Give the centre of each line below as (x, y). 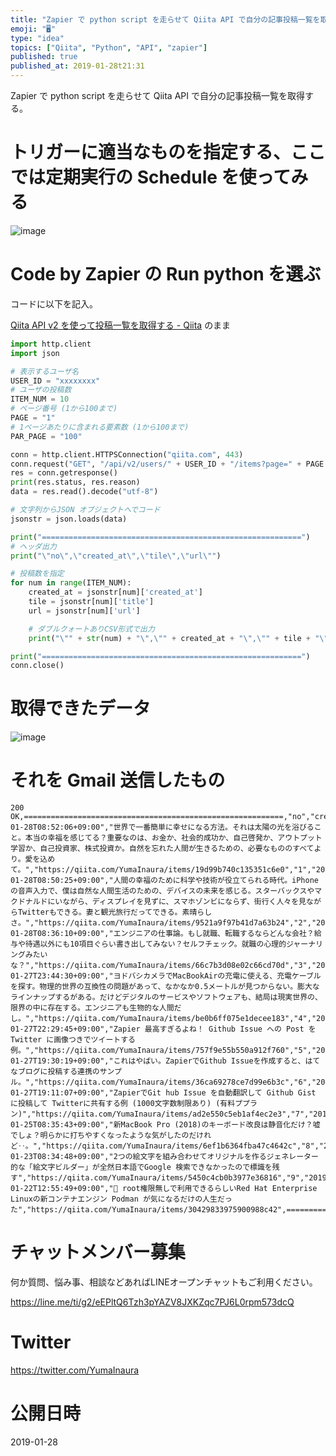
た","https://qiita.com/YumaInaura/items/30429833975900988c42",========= (168, 1210)
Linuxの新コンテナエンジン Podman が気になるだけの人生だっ (121, 1199)
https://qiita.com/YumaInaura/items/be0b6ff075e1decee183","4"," (177, 1019)
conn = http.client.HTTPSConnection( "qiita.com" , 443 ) (127, 454)
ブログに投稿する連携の (58, 1072)
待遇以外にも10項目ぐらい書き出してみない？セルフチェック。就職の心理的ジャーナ (170, 944)
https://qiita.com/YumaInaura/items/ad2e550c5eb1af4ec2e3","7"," (174, 1114)
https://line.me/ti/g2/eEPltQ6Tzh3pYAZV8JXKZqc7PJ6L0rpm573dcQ (152, 1302)
